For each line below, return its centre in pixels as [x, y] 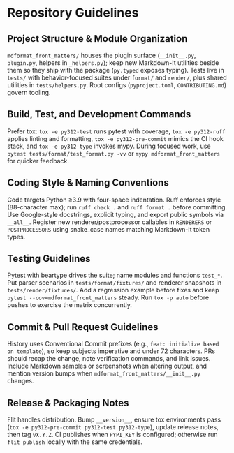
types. [16, 237]
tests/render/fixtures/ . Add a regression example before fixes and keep [113, 290]
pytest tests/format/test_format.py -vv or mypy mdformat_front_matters [114, 153]
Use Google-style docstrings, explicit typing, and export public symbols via [116, 214]
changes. [21, 381]
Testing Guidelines [49, 259]
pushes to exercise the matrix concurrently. [70, 305]
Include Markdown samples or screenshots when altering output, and [107, 366]
